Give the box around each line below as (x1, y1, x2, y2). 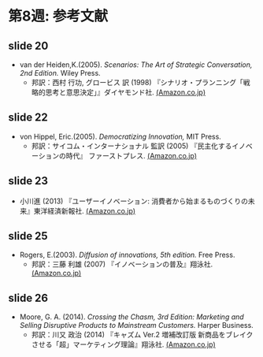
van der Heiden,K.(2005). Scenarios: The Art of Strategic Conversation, (19, 60, 253, 69)
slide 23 (8, 174, 49, 188)
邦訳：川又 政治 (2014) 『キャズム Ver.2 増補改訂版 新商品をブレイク (31, 330, 254, 340)
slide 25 (8, 229, 49, 243)
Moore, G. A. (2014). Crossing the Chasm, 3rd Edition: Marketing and (19, 312, 244, 322)
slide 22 (8, 111, 49, 125)
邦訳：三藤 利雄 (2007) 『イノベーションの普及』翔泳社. (31, 259, 213, 269)
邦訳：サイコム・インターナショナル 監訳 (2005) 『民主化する (31, 141, 232, 151)
